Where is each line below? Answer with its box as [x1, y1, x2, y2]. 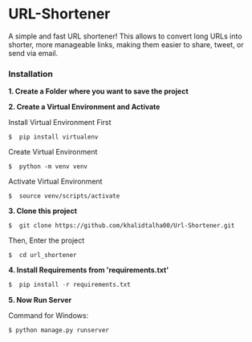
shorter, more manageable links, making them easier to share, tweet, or [8, 39, 245, 49]
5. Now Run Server [8, 296, 72, 305]
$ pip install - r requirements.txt [8, 281, 131, 289]
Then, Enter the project [8, 235, 85, 245]
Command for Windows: [8, 311, 89, 320]
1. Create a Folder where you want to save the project [8, 87, 189, 96]
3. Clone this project [8, 206, 78, 216]
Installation [8, 68, 54, 79]
